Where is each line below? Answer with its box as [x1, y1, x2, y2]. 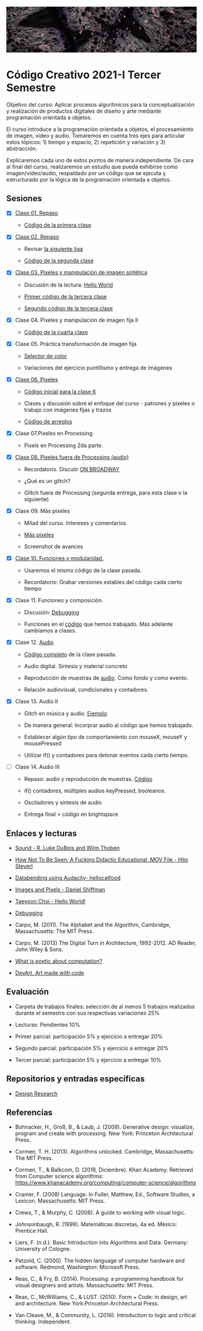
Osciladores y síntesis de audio [24, 799, 102, 806]
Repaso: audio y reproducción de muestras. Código [24, 775, 153, 783]
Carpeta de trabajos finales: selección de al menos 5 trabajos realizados [14, 1003, 195, 1010]
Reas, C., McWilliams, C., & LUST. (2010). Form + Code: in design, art [14, 1293, 187, 1301]
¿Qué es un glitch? [24, 477, 71, 485]
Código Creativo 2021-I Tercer [6, 68, 161, 82]
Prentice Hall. [14, 1227, 49, 1235]
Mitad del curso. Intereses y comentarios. [24, 519, 128, 526]
